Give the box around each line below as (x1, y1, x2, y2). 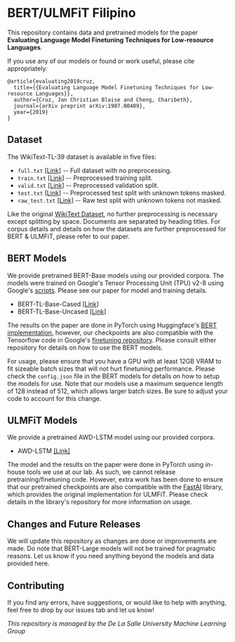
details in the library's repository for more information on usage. (7, 498, 192, 506)
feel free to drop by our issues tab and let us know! (7, 606, 155, 614)
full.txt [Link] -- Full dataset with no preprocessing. (17, 166, 172, 174)
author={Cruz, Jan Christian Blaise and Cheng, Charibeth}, (13, 96, 193, 103)
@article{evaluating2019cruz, (7, 77, 96, 85)
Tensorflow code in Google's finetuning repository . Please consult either (7, 335, 217, 344)
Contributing (7, 579, 65, 591)
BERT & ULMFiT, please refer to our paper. (7, 232, 130, 240)
